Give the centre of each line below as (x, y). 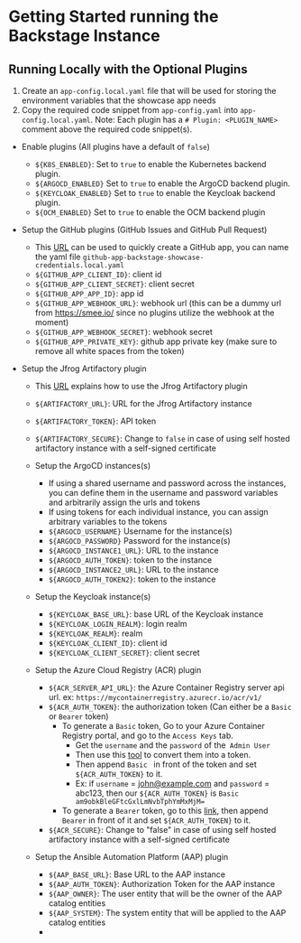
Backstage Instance (85, 36)
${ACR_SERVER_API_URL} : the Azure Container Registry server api (166, 687)
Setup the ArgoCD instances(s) (92, 466)
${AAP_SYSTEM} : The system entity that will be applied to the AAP (167, 913)
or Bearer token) (78, 716)
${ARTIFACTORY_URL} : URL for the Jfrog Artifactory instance (144, 403)
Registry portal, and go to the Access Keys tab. (147, 735)
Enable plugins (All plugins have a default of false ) (116, 147)
